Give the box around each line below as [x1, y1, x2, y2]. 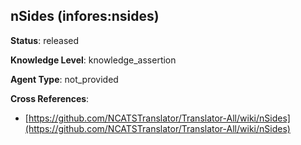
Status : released [10, 34, 80, 46]
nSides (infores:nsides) [10, 8, 160, 25]
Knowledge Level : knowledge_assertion [10, 54, 177, 66]
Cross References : [10, 92, 90, 104]
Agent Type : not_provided [10, 73, 119, 85]
